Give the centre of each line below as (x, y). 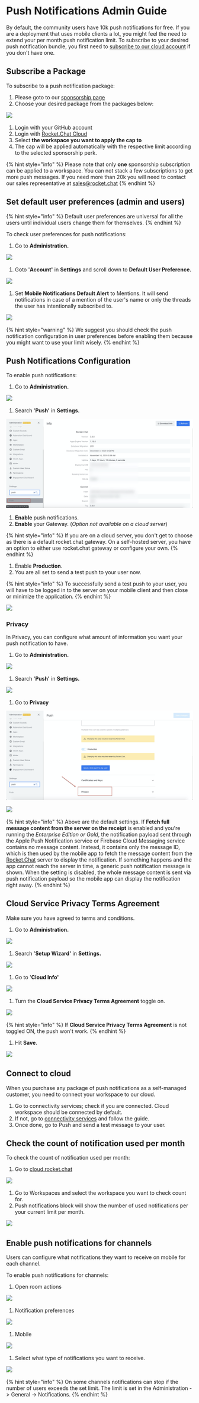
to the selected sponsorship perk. (56, 152)
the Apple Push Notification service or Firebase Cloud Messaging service (96, 841)
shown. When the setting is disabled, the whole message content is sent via (99, 872)
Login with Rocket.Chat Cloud (51, 134)
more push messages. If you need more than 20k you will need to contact (96, 177)
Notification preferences (44, 1311)
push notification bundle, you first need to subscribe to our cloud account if (98, 46)
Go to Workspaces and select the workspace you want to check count (100, 1193)
